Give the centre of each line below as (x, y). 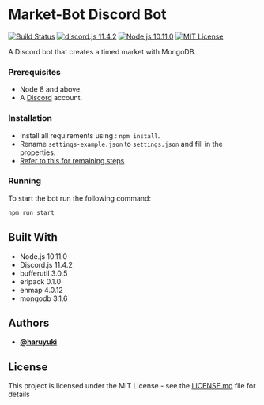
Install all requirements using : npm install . (90, 135)
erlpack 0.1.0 (40, 281)
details (19, 394)
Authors (29, 322)
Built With (33, 237)
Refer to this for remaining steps (72, 160)
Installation (30, 118)
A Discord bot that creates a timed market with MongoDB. (102, 51)
